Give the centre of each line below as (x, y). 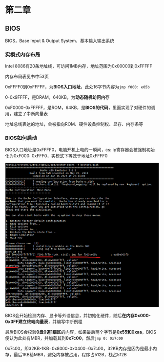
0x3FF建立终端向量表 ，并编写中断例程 (44, 322)
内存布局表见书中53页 (27, 77)
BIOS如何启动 (21, 138)
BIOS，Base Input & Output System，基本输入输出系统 (60, 41)
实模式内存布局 (23, 54)
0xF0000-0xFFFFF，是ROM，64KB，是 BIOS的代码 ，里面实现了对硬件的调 (80, 107)
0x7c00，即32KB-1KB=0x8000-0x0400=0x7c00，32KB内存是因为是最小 (79, 349)
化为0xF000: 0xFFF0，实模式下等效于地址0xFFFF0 (56, 156)
